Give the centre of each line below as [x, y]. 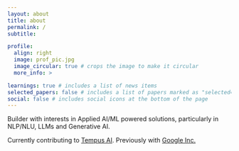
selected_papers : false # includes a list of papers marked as [103, 92]
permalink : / [27, 27]
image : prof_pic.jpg [44, 60]
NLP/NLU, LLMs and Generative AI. [59, 127]
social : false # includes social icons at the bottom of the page [108, 99]
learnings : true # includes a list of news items [83, 86]
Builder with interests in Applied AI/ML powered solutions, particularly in [113, 119]
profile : [20, 47]
